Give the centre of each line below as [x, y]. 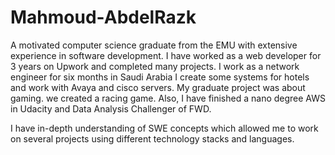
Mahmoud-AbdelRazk [103, 17]
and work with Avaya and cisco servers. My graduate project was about [158, 87]
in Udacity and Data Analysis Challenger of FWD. [111, 108]
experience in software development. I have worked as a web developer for [166, 55]
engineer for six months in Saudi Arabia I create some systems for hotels [160, 77]
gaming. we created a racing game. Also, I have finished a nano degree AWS [168, 98]
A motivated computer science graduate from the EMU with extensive [154, 45]
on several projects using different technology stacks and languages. [152, 138]
